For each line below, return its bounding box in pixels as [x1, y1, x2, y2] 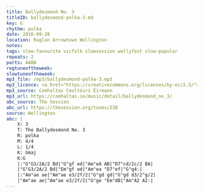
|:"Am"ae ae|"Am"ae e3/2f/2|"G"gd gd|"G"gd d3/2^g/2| [17, 172, 156, 178]
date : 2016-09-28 [6, 31, 50, 38]
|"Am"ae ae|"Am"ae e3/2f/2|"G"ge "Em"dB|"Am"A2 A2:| [17, 178, 154, 184]
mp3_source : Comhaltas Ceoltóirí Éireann [6, 88, 113, 94]
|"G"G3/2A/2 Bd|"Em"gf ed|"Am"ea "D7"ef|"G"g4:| [17, 166, 143, 172]
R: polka [17, 132, 39, 139]
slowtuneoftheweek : [6, 71, 56, 77]
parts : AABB [6, 59, 36, 65]
